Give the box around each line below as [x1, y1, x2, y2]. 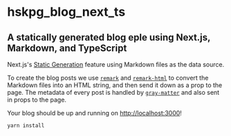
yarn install [7, 122, 45, 129]
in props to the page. [7, 95, 67, 104]
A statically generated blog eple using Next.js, [7, 32, 211, 43]
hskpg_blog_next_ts [7, 4, 126, 20]
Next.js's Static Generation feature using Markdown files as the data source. [7, 60, 225, 69]
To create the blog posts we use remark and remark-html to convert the [7, 73, 209, 82]
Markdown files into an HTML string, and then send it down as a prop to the [7, 81, 223, 89]
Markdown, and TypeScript [7, 42, 127, 54]
